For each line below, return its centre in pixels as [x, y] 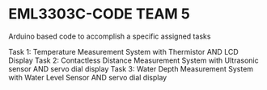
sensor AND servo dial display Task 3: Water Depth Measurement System [131, 68]
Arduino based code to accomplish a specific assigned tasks [110, 36]
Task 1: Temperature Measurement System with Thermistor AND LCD [123, 51]
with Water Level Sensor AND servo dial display [88, 77]
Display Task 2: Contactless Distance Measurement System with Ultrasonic [133, 60]
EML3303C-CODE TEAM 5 [99, 14]
